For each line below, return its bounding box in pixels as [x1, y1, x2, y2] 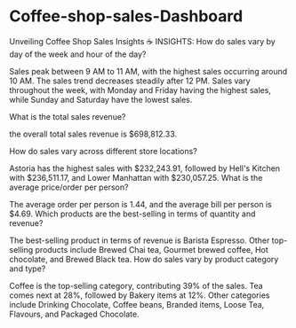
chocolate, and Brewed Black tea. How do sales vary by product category [9, 254, 279, 264]
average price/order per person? [9, 182, 129, 192]
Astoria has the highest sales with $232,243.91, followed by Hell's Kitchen [9, 162, 281, 174]
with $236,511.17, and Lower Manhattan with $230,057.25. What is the [9, 172, 263, 183]
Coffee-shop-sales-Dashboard [9, 6, 244, 27]
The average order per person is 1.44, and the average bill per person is [9, 199, 273, 209]
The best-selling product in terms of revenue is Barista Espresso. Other [9, 235, 270, 246]
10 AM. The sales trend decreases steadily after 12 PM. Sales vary [9, 75, 251, 86]
